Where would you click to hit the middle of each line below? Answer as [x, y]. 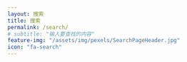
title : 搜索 [24, 21]
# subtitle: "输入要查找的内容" [51, 34]
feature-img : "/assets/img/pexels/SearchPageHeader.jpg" [94, 41]
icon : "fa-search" [35, 47]
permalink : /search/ [38, 27]
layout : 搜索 [26, 14]
